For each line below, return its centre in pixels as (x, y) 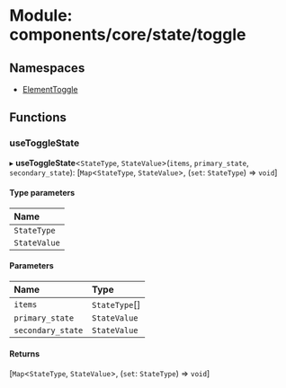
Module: (41, 16)
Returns (25, 353)
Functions (38, 118)
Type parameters (42, 193)
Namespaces (47, 68)
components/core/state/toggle (128, 35)
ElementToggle (50, 89)
